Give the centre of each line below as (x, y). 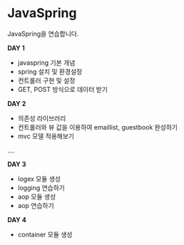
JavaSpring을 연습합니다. (43, 33)
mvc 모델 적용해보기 (46, 136)
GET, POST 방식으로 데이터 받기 (63, 89)
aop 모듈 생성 (37, 197)
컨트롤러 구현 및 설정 (46, 80)
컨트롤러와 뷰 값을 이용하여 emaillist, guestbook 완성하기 (98, 127)
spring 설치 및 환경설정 (50, 71)
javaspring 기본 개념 (46, 63)
